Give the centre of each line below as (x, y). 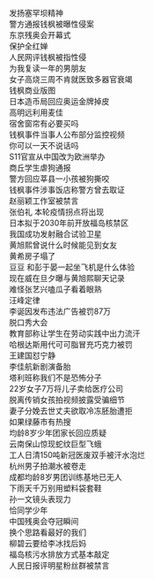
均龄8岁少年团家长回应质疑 (58, 433)
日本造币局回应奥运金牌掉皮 (59, 101)
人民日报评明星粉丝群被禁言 (59, 565)
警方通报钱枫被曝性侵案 (51, 24)
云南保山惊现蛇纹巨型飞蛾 (55, 444)
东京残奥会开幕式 (40, 35)
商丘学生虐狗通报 (40, 168)
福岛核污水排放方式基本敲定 (59, 554)
